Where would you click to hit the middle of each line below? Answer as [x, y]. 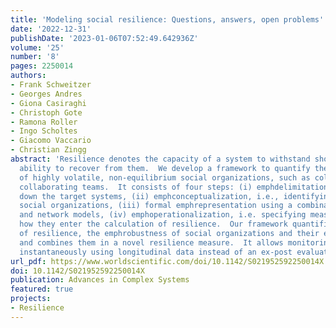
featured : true [42, 289]
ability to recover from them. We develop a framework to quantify [165, 168]
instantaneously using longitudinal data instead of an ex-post [156, 252]
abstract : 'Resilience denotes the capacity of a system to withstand [160, 159]
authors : [28, 76]
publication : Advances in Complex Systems [100, 280]
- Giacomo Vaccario [51, 141]
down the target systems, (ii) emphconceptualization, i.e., [149, 196]
